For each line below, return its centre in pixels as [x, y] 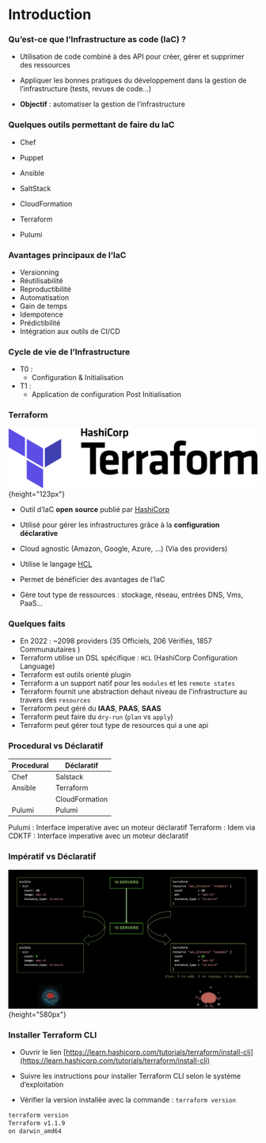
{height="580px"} [38, 1014]
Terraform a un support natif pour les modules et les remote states [127, 683]
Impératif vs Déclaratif [52, 856]
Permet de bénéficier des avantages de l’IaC [92, 579]
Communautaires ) [50, 649]
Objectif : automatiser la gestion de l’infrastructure [103, 104]
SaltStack [35, 188]
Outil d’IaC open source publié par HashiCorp [95, 509]
